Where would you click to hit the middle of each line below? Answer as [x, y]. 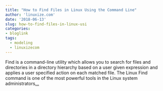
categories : [18, 29]
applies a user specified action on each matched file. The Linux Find [76, 73]
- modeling [21, 43]
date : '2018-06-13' [26, 19]
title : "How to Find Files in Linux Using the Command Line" [71, 10]
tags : [11, 38]
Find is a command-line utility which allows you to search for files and [78, 62]
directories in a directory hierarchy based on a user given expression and [81, 67]
